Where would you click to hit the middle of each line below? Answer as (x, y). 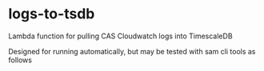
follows (20, 60)
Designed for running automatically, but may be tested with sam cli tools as (132, 51)
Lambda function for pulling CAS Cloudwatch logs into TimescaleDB (121, 36)
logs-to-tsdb (52, 14)
